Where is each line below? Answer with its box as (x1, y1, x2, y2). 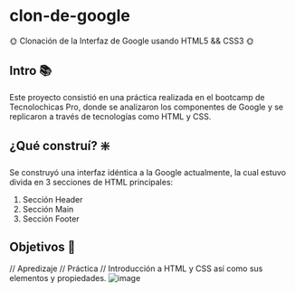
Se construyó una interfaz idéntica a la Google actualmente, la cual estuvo (9, 166, 287, 177)
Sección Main (22, 203, 74, 214)
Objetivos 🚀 (9, 239, 76, 254)
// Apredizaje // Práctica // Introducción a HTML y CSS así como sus (9, 263, 263, 274)
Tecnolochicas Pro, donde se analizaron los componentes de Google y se (9, 101, 284, 112)
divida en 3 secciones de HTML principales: (9, 176, 174, 187)
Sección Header (22, 193, 83, 204)
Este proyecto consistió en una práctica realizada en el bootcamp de (9, 91, 265, 102)
